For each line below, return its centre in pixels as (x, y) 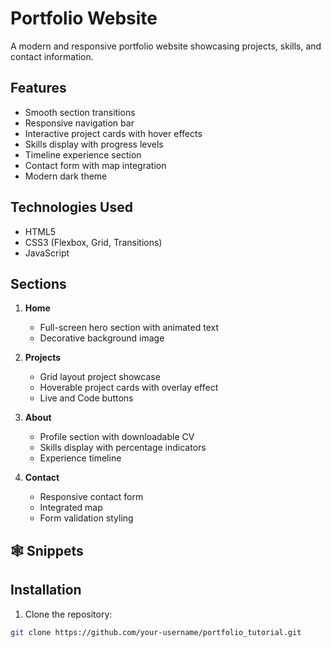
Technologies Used (71, 207)
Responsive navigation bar (79, 123)
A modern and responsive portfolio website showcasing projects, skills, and (166, 46)
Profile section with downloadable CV (117, 437)
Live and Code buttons (86, 398)
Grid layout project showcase (100, 377)
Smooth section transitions (80, 112)
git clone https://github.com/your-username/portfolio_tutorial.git (156, 632)
